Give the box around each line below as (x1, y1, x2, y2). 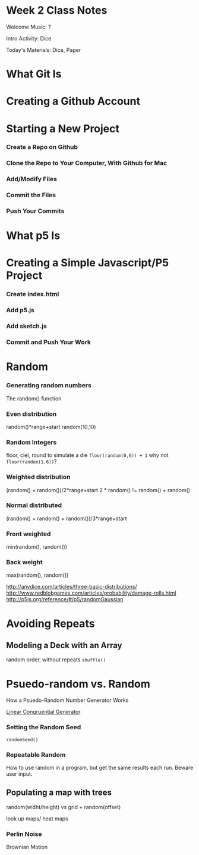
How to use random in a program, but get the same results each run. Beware (6, 764, 194, 771)
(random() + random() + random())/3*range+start (6, 515, 127, 522)
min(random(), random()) (6, 543, 67, 551)
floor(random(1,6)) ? (6, 458, 58, 465)
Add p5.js (6, 306, 34, 315)
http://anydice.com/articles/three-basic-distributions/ (6, 583, 137, 590)
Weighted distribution (6, 473, 71, 481)
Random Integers (6, 438, 57, 446)
